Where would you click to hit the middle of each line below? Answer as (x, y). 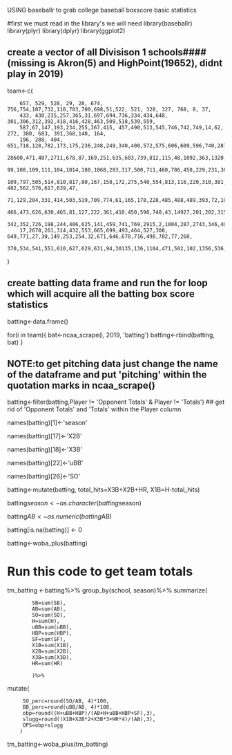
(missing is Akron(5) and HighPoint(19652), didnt (115, 63)
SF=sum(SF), (49, 640)
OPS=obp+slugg (43, 725)
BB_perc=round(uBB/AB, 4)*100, (67, 707)
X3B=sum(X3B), (52, 658)
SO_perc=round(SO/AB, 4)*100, (66, 701)
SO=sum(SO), (49, 615)
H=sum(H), (46, 622)
